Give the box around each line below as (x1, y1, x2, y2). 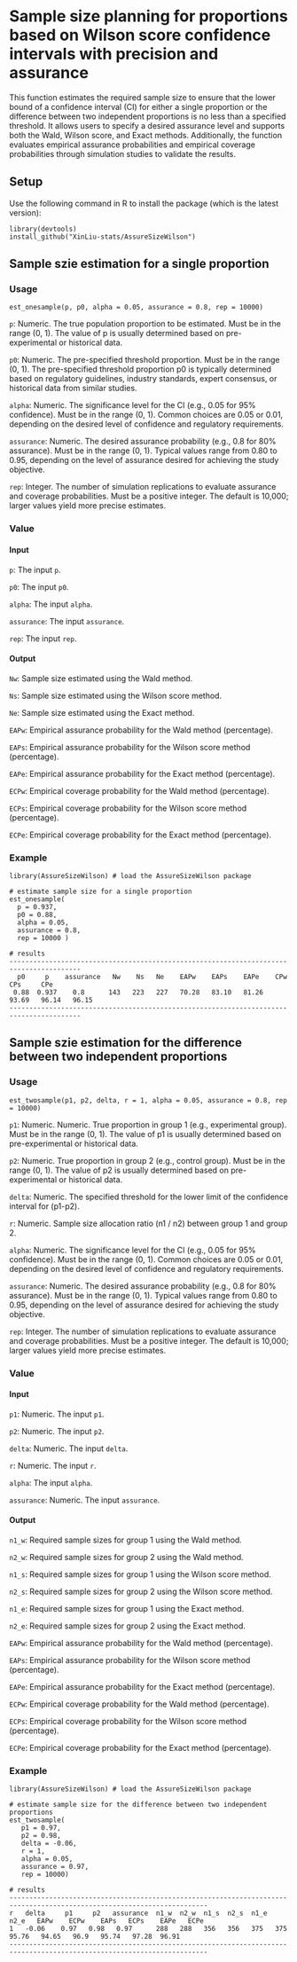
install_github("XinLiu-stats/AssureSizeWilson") (9, 232, 197, 241)
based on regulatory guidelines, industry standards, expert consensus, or (9, 373, 277, 384)
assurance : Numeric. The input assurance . (9, 1495, 160, 1505)
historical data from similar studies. (9, 383, 137, 394)
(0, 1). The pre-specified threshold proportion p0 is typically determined (9, 364, 272, 374)
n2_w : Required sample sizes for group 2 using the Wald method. (9, 1552, 244, 1563)
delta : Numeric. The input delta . (9, 1443, 129, 1454)
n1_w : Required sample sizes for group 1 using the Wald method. (9, 1534, 242, 1545)
